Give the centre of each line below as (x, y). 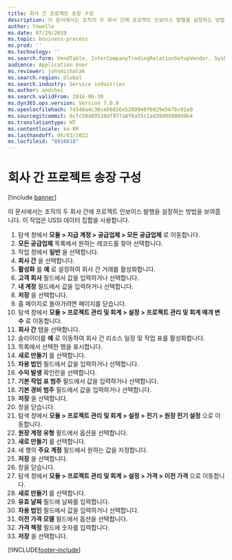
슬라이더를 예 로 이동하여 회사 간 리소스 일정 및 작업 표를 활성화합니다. (111, 338)
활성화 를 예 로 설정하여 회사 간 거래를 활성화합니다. (86, 269)
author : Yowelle (31, 26)
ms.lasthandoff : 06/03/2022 (48, 135)
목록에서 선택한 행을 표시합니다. (60, 347)
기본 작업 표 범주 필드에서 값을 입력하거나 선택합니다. (88, 381)
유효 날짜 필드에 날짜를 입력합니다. (64, 502)
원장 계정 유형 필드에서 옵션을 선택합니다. (73, 433)
